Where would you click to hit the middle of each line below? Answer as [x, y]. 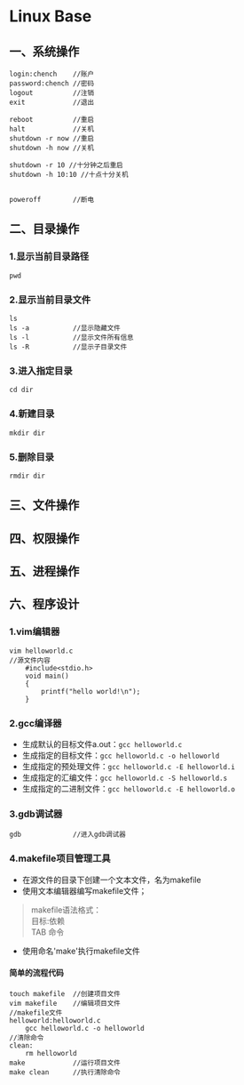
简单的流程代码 [36, 973]
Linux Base [51, 16]
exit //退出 [52, 102]
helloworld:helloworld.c [55, 1020]
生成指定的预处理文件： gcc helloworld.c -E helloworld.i [128, 767]
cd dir [21, 390]
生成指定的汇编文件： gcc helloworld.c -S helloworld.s [125, 778]
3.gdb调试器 [36, 814]
